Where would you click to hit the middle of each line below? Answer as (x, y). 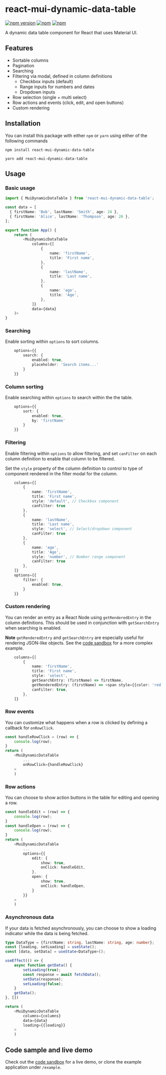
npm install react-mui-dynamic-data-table (50, 150)
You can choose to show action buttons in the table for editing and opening (82, 797)
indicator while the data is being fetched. (47, 933)
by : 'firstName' (48, 421)
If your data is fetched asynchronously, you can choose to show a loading (81, 928)
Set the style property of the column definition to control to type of (74, 468)
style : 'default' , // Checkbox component (75, 501)
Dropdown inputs (38, 92)
